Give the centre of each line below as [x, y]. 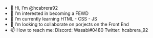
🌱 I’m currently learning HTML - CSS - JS [53, 19]
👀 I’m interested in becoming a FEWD [49, 13]
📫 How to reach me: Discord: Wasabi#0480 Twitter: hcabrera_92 [79, 30]
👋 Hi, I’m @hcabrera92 [34, 8]
